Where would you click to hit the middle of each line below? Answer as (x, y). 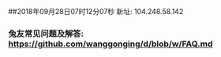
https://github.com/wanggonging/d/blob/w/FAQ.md (110, 44)
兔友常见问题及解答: (46, 34)
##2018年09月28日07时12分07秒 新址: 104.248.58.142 (96, 11)
